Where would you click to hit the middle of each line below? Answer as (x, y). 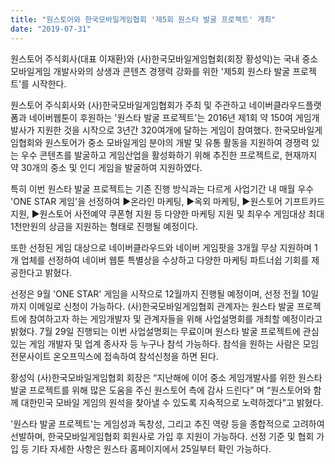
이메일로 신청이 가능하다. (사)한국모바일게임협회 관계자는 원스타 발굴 (161, 306)
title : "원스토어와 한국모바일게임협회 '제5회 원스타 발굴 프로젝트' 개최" (143, 19)
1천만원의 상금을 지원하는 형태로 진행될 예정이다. (104, 226)
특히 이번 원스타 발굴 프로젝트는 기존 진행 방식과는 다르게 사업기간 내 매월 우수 (162, 188)
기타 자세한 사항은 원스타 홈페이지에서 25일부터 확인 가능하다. (151, 448)
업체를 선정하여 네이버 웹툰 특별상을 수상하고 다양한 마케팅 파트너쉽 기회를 (165, 260)
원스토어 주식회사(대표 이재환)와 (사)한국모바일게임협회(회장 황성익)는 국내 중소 (164, 58)
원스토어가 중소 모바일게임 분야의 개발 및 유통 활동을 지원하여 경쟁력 (177, 142)
